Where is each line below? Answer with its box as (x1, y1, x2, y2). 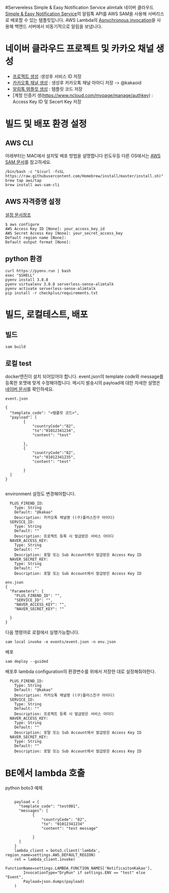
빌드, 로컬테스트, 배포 (5, 309, 88, 320)
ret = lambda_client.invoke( (14, 857, 76, 862)
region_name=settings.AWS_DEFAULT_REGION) (5, 853, 96, 858)
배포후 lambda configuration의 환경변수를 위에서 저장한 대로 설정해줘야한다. (5, 668, 156, 674)
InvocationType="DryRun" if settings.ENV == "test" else (23, 870, 145, 875)
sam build (5, 344, 26, 349)
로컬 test (5, 359, 32, 368)
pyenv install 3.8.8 (5, 277, 49, 282)
